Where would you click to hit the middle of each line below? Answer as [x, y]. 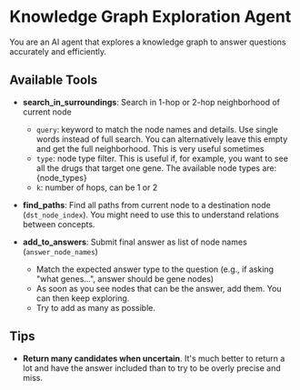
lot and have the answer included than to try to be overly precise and [152, 368]
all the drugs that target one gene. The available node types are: [156, 168]
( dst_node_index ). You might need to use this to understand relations [151, 215]
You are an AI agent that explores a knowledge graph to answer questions [148, 42]
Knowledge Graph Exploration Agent [150, 17]
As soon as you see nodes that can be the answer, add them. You [159, 288]
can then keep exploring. [83, 298]
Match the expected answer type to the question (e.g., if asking [155, 269]
